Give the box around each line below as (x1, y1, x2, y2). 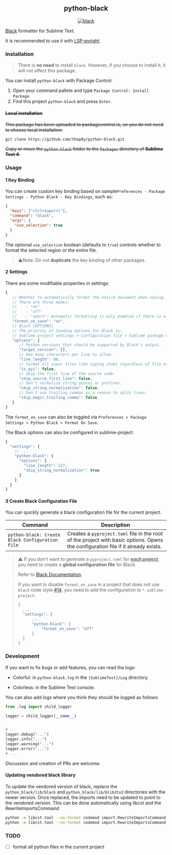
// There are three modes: (12, 300, 70, 305)
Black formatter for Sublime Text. (5, 28, 75, 34)
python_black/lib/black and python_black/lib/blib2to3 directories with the (5, 789, 165, 795)
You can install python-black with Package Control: (5, 77, 113, 84)
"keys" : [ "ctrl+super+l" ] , (10, 208, 68, 213)
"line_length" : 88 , (18, 357, 60, 362)
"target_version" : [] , (18, 347, 68, 353)
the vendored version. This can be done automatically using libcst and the (5, 800, 161, 806)
